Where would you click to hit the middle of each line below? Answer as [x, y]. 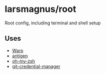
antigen [20, 56]
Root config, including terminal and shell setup [53, 23]
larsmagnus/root [40, 9]
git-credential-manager [36, 66]
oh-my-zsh [24, 61]
